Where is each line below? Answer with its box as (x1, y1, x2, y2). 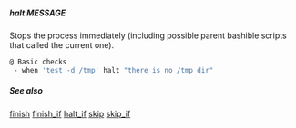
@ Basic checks (9, 57, 67, 66)
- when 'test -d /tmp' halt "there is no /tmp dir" (13, 65, 214, 74)
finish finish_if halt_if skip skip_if (9, 108, 131, 119)
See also (9, 85, 44, 96)
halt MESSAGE (9, 7, 66, 18)
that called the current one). (9, 39, 115, 50)
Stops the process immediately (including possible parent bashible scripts (9, 30, 287, 41)
